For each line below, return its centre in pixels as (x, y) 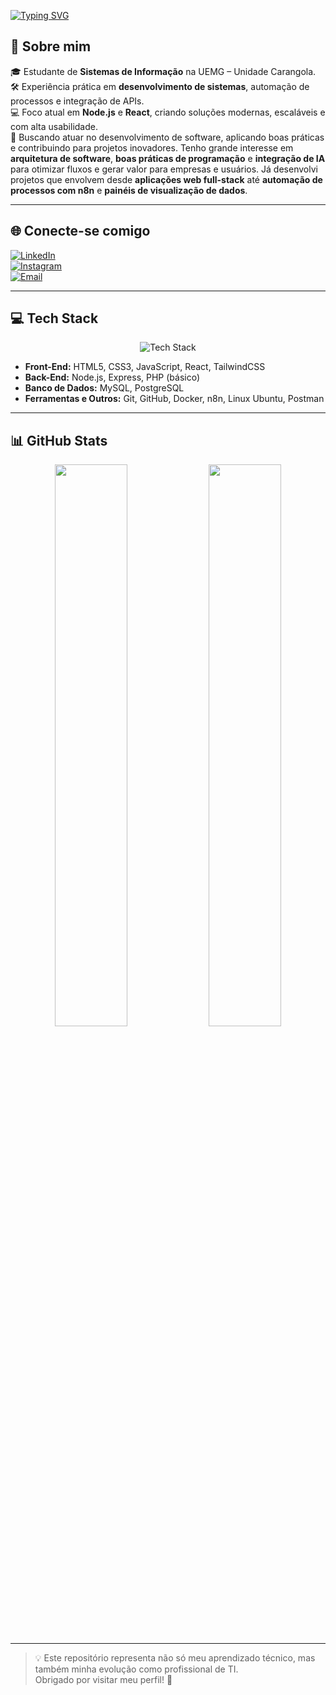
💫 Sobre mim (51, 46)
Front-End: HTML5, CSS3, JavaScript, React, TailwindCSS (145, 367)
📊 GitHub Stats (59, 440)
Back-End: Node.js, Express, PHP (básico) (112, 377)
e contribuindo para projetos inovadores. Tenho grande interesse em (152, 147)
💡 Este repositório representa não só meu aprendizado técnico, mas (175, 1658)
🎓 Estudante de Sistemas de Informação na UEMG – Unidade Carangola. (163, 71)
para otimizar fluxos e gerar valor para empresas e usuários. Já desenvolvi (164, 169)
